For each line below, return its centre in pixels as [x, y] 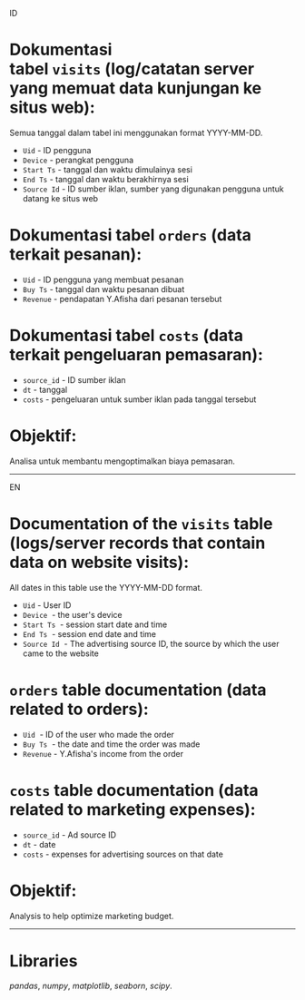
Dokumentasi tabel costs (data [126, 336]
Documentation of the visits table [141, 523]
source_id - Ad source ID [69, 835]
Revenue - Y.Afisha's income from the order [103, 753]
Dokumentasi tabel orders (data [131, 235]
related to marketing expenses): [133, 809]
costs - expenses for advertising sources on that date [123, 854]
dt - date [39, 844]
